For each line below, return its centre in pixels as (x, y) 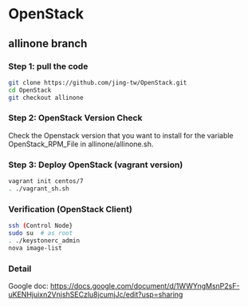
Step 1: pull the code (48, 66)
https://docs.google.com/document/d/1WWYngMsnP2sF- (145, 285)
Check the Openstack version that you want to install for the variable (121, 135)
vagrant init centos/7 (46, 181)
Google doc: (29, 285)
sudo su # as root (41, 233)
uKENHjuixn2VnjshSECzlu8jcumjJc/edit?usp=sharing (96, 294)
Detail (20, 269)
